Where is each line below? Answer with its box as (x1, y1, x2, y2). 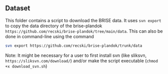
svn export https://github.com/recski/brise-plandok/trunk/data (5, 43, 142, 48)
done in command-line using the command (5, 33, 94, 39)
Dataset (5, 4, 31, 13)
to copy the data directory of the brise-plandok (5, 23, 102, 29)
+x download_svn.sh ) (5, 63, 48, 69)
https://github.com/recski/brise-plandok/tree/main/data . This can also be (5, 28, 163, 34)
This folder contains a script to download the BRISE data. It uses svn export (5, 17, 161, 23)
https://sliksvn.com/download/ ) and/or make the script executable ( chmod (5, 57, 158, 63)
